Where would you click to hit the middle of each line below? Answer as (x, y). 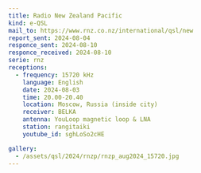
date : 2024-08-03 (51, 90)
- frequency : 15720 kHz (54, 75)
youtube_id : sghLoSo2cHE (64, 134)
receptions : (28, 68)
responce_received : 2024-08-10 (60, 53)
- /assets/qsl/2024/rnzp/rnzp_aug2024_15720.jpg (97, 156)
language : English (53, 82)
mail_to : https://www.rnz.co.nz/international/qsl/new (101, 30)
